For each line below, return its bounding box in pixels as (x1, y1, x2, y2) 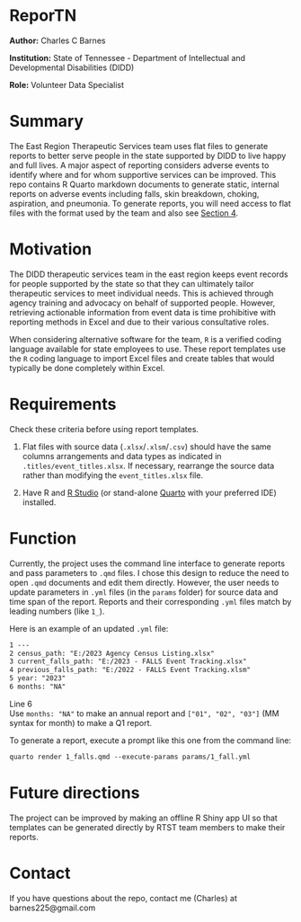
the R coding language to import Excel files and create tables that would (9, 352, 275, 364)
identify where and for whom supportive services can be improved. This (9, 169, 277, 180)
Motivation (9, 239, 93, 260)
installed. (22, 496, 57, 508)
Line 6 (9, 698, 33, 709)
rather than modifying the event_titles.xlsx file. (22, 469, 204, 481)
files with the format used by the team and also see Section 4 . (9, 208, 239, 218)
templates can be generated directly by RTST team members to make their (9, 821, 286, 832)
